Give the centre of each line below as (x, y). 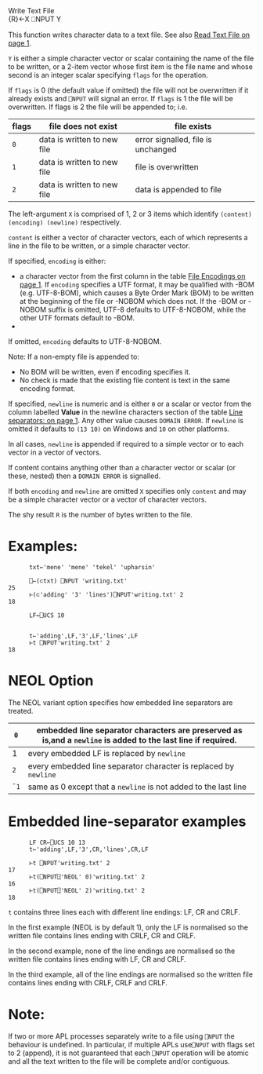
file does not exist (83, 126)
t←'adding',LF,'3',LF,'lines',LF (83, 636)
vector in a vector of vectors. (55, 452)
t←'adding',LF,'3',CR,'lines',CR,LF (88, 849)
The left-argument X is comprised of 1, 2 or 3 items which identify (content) (130, 214)
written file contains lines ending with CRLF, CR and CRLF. (102, 935)
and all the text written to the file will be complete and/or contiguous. (119, 1061)
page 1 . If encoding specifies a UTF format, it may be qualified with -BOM (137, 285)
